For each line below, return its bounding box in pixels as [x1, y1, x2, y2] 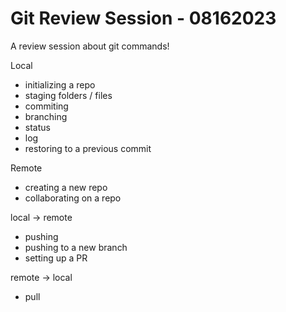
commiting [24, 100, 69, 112]
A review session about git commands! [10, 40, 170, 52]
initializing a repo [24, 78, 96, 91]
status [24, 121, 51, 133]
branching [24, 110, 68, 122]
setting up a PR [24, 252, 88, 264]
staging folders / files [24, 89, 113, 101]
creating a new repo [24, 181, 108, 193]
